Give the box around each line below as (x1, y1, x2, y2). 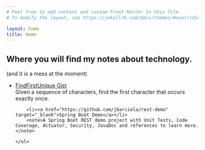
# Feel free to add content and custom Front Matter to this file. (6, 9, 182, 15)
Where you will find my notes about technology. (6, 54, 192, 64)
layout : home (6, 26, 40, 32)
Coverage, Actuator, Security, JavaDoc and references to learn (15, 123, 182, 129)
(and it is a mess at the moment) (6, 70, 87, 77)
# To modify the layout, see (6, 15, 81, 21)
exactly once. (15, 95, 49, 102)
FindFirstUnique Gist (15, 82, 67, 89)
